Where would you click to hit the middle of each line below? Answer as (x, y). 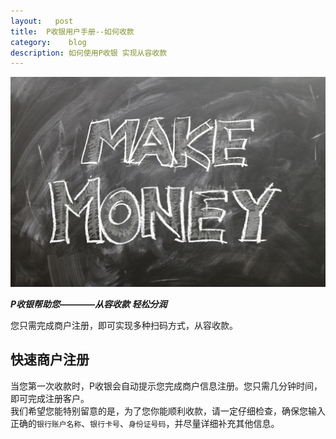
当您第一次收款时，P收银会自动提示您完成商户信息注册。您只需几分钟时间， (166, 386)
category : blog (48, 42)
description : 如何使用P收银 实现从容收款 (89, 53)
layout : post (42, 21)
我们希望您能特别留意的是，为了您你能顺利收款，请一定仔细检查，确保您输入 (168, 411)
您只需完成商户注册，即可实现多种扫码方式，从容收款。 (124, 325)
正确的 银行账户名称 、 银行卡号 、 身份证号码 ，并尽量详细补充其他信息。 (145, 423)
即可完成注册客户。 (50, 398)
